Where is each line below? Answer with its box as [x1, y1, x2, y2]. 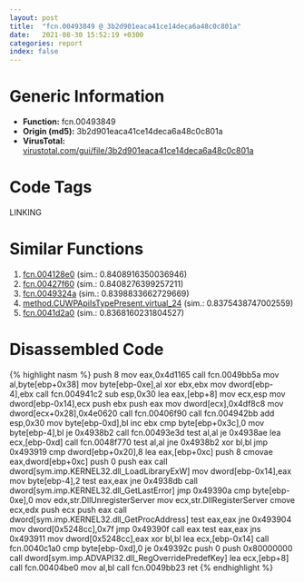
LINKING [9, 207, 43, 218]
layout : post [9, 13, 59, 23]
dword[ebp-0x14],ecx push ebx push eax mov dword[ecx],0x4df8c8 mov [9, 398, 284, 409]
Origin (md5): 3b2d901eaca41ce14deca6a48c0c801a [22, 126, 223, 137]
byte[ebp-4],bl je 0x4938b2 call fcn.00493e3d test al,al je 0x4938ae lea [9, 427, 281, 438]
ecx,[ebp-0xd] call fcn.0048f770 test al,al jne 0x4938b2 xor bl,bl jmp [9, 437, 269, 448]
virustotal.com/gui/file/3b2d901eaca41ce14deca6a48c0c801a [22, 145, 254, 156]
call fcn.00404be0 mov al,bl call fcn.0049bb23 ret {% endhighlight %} [9, 562, 274, 573]
